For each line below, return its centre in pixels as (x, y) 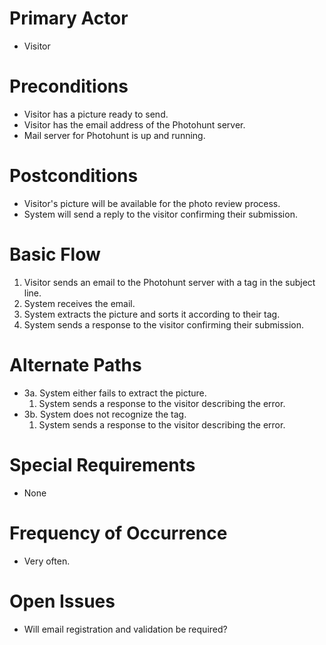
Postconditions (74, 176)
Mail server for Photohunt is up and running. (114, 135)
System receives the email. (79, 303)
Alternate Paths (75, 364)
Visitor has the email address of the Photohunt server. (134, 124)
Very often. (47, 561)
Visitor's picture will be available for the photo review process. (152, 203)
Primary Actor (69, 18)
